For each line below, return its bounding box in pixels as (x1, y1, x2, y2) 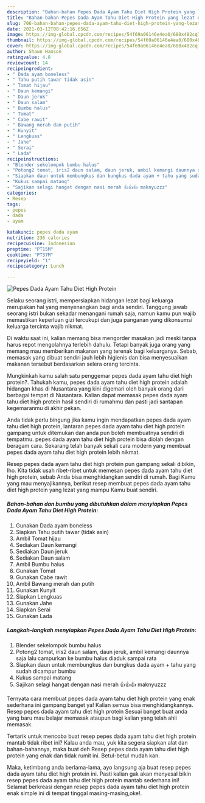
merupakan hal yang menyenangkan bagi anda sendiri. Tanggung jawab (7, 304, 188, 311)
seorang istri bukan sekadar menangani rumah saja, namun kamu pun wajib (7, 310, 196, 317)
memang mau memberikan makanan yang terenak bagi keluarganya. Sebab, (7, 347, 198, 355)
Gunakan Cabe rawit (15, 574, 68, 581)
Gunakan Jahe (15, 600, 52, 607)
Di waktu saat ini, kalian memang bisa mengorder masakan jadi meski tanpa (7, 335, 196, 342)
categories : (7, 190, 37, 196)
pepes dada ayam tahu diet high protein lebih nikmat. (7, 448, 141, 456)
